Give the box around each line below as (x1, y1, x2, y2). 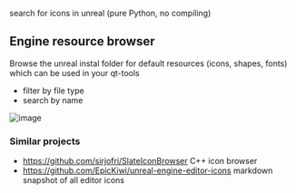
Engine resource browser (9, 34, 156, 49)
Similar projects (9, 135, 81, 148)
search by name (22, 94, 84, 105)
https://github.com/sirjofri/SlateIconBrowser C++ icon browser (22, 156, 258, 167)
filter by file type (22, 85, 84, 96)
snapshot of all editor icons (22, 175, 125, 186)
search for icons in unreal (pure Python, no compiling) (9, 8, 212, 18)
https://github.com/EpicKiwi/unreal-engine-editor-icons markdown (22, 165, 273, 176)
